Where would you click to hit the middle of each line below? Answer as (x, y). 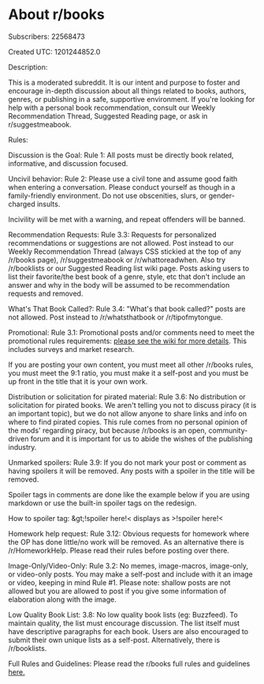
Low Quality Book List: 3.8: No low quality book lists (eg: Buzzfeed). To (123, 614)
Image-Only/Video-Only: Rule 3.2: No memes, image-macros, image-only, (128, 565)
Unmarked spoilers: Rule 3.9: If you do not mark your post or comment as (127, 462)
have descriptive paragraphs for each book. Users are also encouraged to (128, 631)
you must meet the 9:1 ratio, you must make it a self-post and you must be (128, 372)
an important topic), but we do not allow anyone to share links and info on (128, 414)
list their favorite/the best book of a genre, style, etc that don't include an (127, 276)
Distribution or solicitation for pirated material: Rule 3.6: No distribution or (127, 396)
